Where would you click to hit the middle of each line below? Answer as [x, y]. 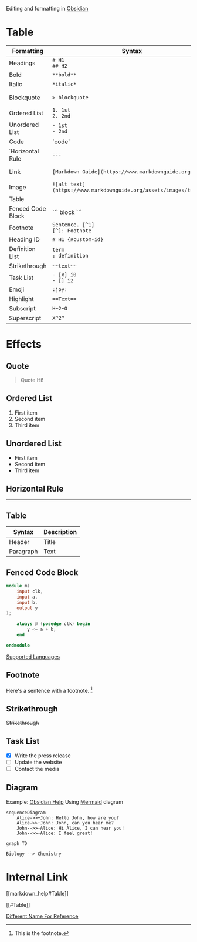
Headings [22, 63]
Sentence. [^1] [74, 225]
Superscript [25, 318]
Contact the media [37, 769]
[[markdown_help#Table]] [37, 893]
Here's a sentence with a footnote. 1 [49, 690]
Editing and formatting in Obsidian [47, 9]
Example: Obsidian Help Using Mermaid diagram [64, 801]
